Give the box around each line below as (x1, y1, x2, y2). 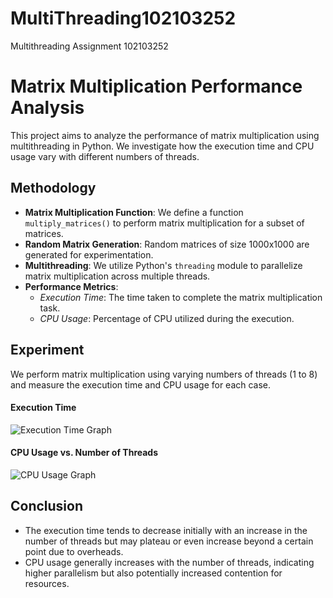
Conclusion (10, 498, 84, 515)
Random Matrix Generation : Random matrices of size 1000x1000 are (24, 238, 310, 250)
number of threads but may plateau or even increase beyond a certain (24, 535, 314, 547)
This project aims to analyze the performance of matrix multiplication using (10, 129, 320, 141)
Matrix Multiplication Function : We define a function (24, 206, 244, 218)
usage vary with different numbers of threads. (10, 150, 200, 162)
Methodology (10, 180, 97, 197)
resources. (24, 577, 70, 589)
